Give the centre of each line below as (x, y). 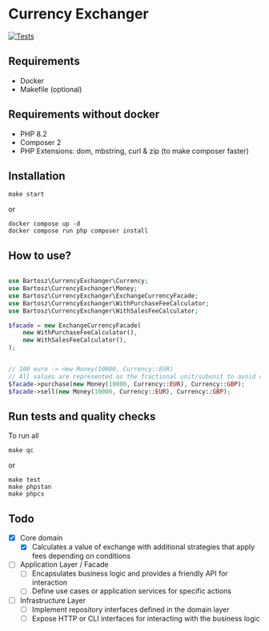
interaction (50, 583)
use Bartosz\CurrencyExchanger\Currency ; (78, 281)
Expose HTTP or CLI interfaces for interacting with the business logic (146, 618)
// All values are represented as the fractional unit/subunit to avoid (132, 376)
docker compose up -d (44, 224)
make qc (21, 451)
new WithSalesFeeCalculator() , (75, 340)
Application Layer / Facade (64, 564)
